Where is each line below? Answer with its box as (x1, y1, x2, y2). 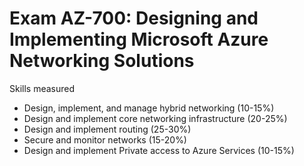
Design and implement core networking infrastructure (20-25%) (23, 112, 288, 124)
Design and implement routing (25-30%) (23, 123, 192, 135)
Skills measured (9, 82, 76, 94)
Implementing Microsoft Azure (9, 28, 269, 51)
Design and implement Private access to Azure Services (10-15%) (23, 144, 295, 156)
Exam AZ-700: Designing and (9, 7, 259, 30)
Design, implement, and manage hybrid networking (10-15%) (23, 102, 275, 114)
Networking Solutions (9, 50, 195, 72)
